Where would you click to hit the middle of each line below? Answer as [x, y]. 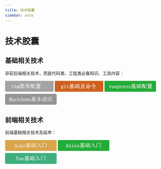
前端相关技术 [24, 120]
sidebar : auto [19, 15]
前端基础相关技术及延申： [31, 132]
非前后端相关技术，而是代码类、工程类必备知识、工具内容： [64, 73]
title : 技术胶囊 [20, 10]
